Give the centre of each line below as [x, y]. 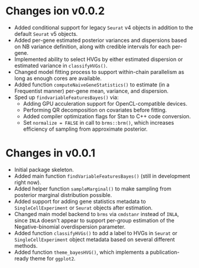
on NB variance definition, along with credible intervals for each [92, 47]
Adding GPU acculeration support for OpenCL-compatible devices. [105, 103]
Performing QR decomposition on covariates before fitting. [95, 110]
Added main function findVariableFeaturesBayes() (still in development [102, 176]
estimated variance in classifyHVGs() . [61, 65]
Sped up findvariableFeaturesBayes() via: [66, 97]
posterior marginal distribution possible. [63, 195]
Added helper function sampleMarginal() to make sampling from [93, 189]
